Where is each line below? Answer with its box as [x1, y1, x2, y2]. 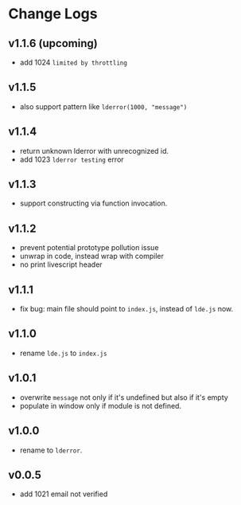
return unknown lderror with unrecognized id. [19, 146, 169, 155]
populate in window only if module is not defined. [19, 401, 181, 410]
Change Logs [8, 5, 98, 23]
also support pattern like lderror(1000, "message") [19, 101, 188, 112]
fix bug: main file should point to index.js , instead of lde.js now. [19, 304, 234, 314]
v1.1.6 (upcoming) [8, 37, 98, 50]
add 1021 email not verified [19, 489, 108, 499]
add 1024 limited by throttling [19, 57, 127, 67]
